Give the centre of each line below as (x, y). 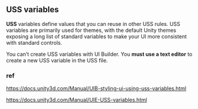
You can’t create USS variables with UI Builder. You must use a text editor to (99, 54)
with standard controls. (34, 42)
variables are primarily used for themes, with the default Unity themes (91, 30)
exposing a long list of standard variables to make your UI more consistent (97, 36)
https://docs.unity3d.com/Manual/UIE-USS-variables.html (77, 100)
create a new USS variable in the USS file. (57, 60)
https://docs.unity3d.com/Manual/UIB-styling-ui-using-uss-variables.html (96, 88)
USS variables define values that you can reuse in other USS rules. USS (93, 24)
